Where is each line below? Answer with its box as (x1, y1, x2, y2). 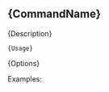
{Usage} (7, 44, 34, 52)
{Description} (7, 28, 52, 38)
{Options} (7, 58, 40, 68)
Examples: (7, 73, 42, 84)
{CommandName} (7, 7, 102, 21)
